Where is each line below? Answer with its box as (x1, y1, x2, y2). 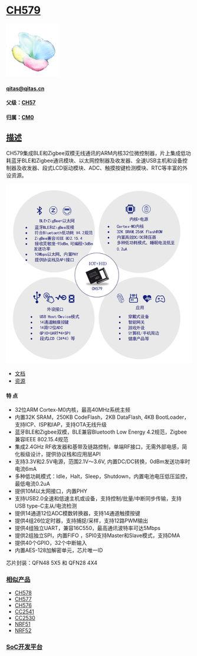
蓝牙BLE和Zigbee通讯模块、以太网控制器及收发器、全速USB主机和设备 (11, 157, 183, 164)
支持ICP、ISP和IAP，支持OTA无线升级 (14, 421, 107, 428)
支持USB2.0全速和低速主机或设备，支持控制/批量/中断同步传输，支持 (14, 495, 182, 502)
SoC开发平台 (6, 643, 43, 651)
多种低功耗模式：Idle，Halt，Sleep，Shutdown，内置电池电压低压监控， (14, 473, 191, 480)
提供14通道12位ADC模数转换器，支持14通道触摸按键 (14, 510, 140, 517)
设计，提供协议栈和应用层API (30, 451, 101, 458)
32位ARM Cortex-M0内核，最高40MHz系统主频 (14, 406, 131, 413)
